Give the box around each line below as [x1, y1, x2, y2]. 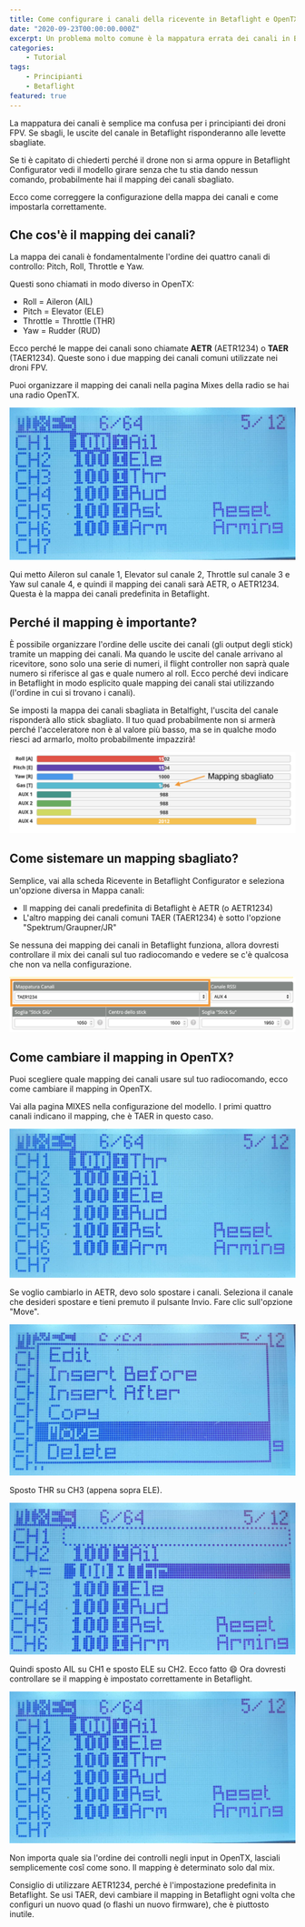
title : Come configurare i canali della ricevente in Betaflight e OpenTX [9, 15, 299, 24]
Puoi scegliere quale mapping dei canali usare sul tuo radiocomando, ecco [9, 1074, 289, 1085]
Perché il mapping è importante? [9, 615, 198, 630]
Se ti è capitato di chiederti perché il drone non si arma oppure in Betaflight [9, 155, 290, 166]
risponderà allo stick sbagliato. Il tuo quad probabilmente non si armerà [9, 715, 276, 725]
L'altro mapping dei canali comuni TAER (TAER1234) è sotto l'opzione [22, 912, 281, 923]
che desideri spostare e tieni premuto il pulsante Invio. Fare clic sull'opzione [9, 1297, 293, 1308]
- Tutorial [25, 53, 67, 63]
